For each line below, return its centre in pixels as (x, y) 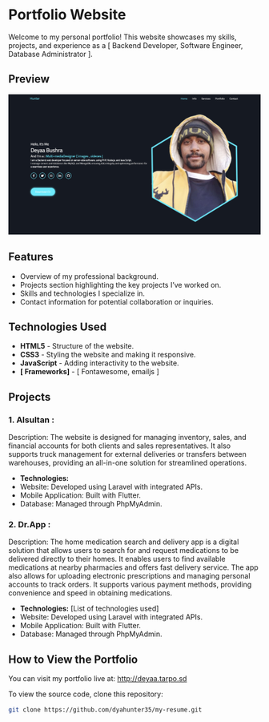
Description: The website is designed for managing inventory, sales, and (127, 438)
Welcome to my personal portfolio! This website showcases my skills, (122, 37)
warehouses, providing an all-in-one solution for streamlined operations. (128, 463)
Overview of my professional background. (89, 276)
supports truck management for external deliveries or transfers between (127, 454)
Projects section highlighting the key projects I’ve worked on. (120, 284)
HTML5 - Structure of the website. (77, 346)
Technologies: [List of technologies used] (89, 609)
